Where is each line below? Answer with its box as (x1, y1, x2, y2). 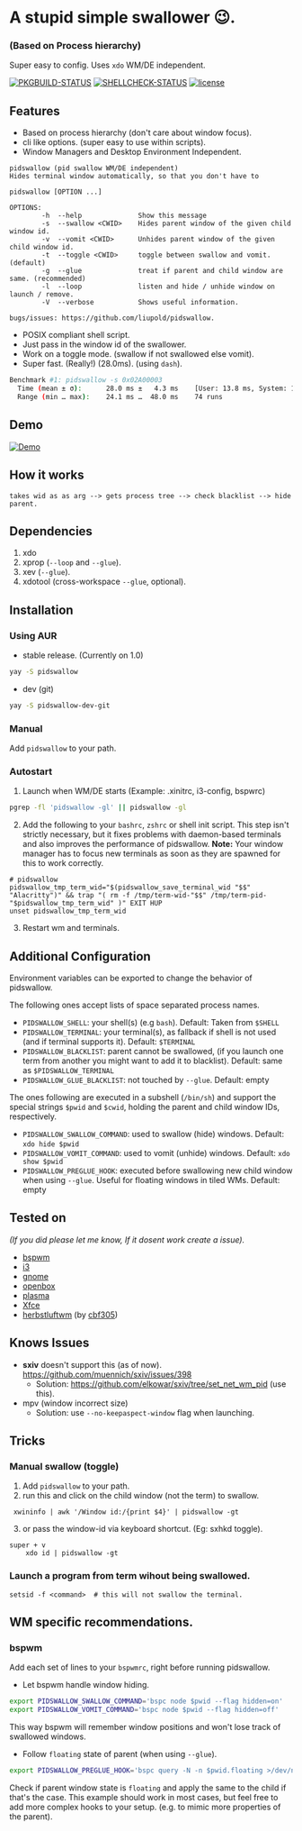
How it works (9, 468, 84, 483)
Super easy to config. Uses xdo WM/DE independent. (9, 59, 206, 70)
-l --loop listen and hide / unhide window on (41, 282, 276, 291)
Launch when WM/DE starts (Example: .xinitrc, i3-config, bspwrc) (22, 786, 266, 797)
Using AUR (9, 629, 58, 642)
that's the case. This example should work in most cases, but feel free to (9, 1792, 279, 1802)
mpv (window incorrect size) (22, 1398, 129, 1408)
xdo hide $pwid (22, 1140, 80, 1149)
